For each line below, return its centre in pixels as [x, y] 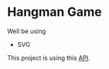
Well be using [27, 31]
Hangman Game [54, 12]
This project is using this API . [49, 58]
